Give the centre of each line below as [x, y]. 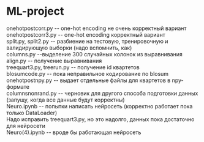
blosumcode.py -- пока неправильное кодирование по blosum [88, 73]
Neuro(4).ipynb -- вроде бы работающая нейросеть [74, 132]
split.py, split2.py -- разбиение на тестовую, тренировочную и [87, 41]
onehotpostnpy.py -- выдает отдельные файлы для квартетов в [89, 80]
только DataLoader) [32, 113]
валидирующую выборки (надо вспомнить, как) [69, 48]
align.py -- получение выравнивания [54, 61]
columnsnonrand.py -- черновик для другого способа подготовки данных [102, 93]
